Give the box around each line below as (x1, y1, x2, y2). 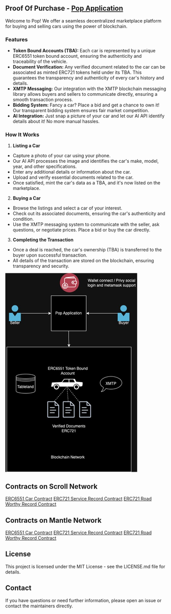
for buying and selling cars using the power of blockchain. (5, 23, 128, 29)
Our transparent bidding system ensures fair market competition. (12, 108, 150, 114)
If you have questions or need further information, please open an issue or (5, 597, 162, 603)
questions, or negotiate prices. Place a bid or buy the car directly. (12, 227, 151, 233)
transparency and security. (12, 263, 70, 269)
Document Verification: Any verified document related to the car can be (12, 64, 166, 70)
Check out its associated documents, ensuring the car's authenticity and (12, 210, 166, 217)
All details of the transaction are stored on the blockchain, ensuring (12, 258, 154, 264)
